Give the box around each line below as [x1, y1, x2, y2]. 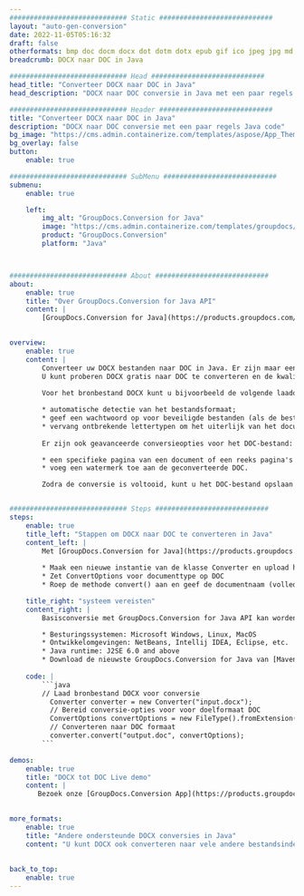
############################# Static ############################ [9, 13, 273, 23]
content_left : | [25, 538, 88, 547]
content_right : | [25, 605, 91, 614]
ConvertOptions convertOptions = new [49, 714, 193, 724]
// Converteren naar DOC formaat [49, 723, 176, 732]
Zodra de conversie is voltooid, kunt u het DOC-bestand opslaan [42, 480, 294, 490]
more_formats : [9, 814, 63, 823]
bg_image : [9, 131, 47, 140]
